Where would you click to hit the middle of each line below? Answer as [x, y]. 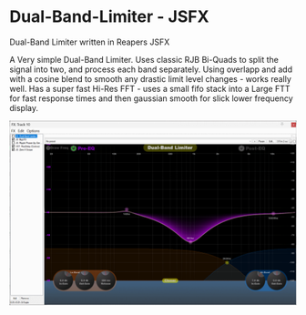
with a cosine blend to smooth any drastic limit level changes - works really [150, 78]
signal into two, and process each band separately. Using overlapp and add [151, 69]
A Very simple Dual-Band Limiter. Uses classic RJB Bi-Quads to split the [144, 59]
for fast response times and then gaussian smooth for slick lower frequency [151, 98]
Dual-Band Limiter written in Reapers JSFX [90, 42]
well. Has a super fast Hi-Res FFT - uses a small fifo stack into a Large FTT [150, 88]
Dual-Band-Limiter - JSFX [109, 17]
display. [24, 107]
